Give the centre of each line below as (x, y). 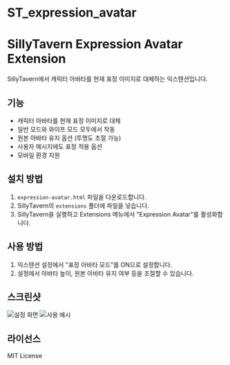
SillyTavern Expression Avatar (95, 45)
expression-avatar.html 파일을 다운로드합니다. (82, 197)
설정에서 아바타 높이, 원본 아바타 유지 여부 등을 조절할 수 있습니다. (105, 273)
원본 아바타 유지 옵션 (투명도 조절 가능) (69, 138)
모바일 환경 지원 (38, 155)
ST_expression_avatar (72, 13)
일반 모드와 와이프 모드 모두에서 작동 (66, 129)
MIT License (25, 356)
